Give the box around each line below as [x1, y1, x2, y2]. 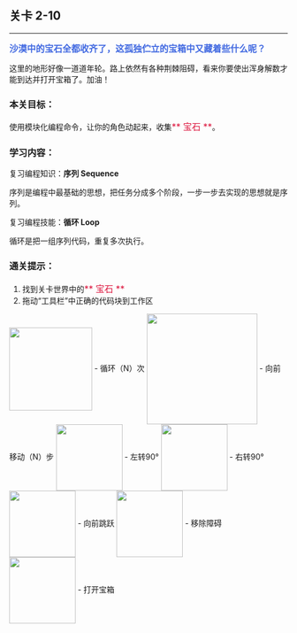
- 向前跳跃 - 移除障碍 [77, 517, 223, 529]
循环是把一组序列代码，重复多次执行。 [9, 235, 148, 246]
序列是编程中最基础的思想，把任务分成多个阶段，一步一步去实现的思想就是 [9, 187, 280, 197]
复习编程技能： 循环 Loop [9, 217, 100, 228]
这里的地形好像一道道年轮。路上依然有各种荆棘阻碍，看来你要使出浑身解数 [9, 63, 280, 73]
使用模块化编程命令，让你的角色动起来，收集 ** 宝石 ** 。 [9, 120, 221, 133]
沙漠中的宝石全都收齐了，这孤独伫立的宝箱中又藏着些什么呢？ [9, 42, 267, 55]
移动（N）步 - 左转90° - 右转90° [9, 451, 264, 462]
